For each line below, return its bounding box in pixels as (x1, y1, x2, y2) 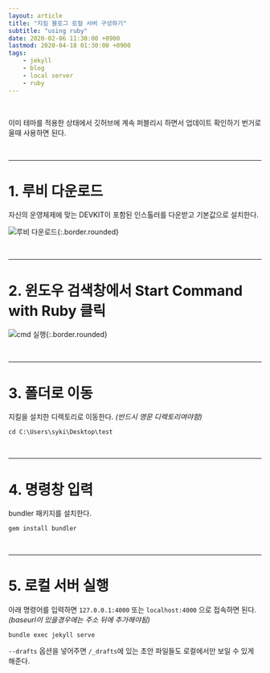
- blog (22, 64, 45, 72)
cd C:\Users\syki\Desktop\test (8, 428, 113, 437)
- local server (22, 72, 74, 80)
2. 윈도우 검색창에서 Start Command (8, 281, 243, 300)
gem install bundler (8, 524, 78, 533)
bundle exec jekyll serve (8, 631, 95, 639)
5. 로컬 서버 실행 (8, 577, 109, 595)
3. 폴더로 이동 (8, 384, 94, 402)
